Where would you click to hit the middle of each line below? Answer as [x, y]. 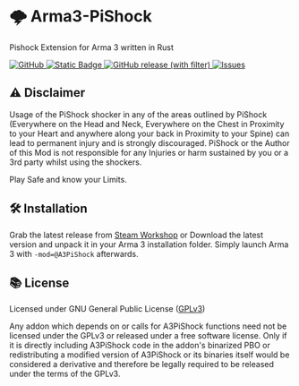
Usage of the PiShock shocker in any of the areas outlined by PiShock [138, 114]
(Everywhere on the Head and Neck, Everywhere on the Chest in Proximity [147, 124]
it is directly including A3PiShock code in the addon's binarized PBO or [140, 346]
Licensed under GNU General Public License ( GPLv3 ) [107, 309]
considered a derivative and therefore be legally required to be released [142, 365]
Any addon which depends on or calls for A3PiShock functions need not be [148, 326]
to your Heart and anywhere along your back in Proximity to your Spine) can [149, 133]
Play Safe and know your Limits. [68, 179]
